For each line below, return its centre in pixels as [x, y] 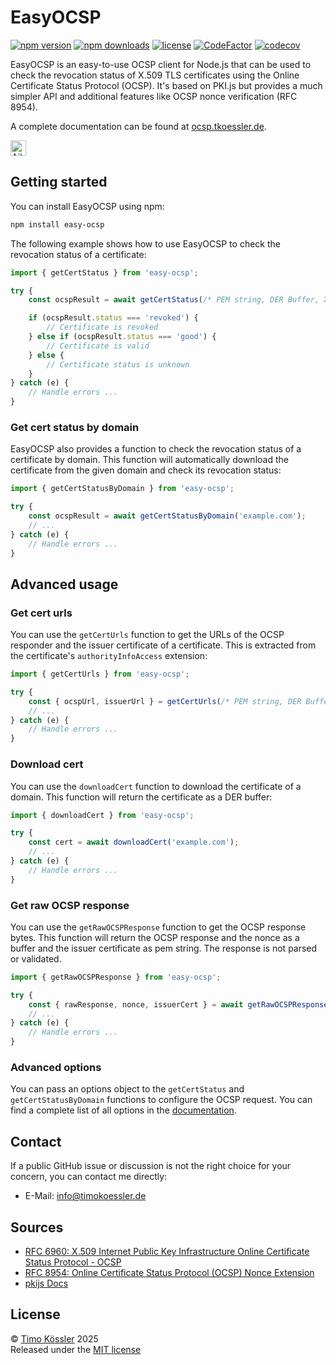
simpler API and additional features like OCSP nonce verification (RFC [154, 96]
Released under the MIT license [76, 1349]
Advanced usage [64, 584]
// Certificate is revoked [102, 327]
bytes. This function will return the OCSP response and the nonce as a [155, 937]
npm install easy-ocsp [57, 224]
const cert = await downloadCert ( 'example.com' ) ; [134, 842]
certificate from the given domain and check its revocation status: [146, 470]
